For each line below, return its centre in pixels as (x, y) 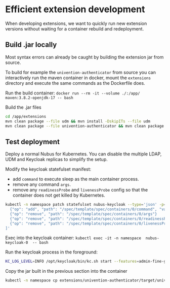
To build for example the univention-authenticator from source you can (80, 72)
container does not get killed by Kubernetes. (59, 195)
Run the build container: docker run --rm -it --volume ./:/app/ (73, 93)
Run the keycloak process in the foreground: (51, 252)
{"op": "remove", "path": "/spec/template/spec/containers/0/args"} (83, 214)
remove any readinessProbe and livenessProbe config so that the (80, 190)
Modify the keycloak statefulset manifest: (48, 169)
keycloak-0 (17, 243)
